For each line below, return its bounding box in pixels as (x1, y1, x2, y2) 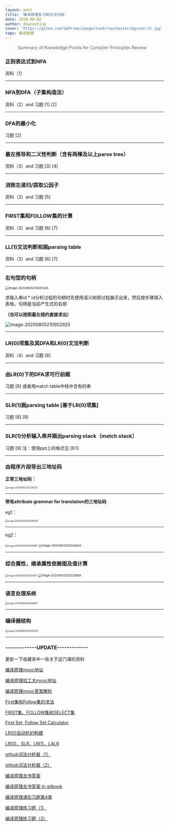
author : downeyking (5, 21, 46, 27)
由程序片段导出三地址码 (5, 463, 62, 470)
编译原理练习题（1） (5, 805, 47, 811)
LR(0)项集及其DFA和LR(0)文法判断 (5, 340, 90, 347)
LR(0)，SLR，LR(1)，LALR (5, 740, 59, 747)
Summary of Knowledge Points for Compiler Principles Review (17, 45, 147, 50)
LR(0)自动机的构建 (5, 730, 43, 736)
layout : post (5, 7, 33, 13)
